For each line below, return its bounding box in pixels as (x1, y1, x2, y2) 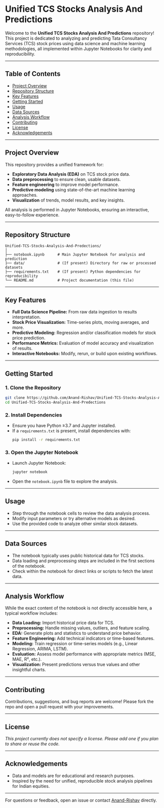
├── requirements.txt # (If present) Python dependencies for (5, 269, 141, 274)
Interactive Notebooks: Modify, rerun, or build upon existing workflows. (12, 351, 158, 357)
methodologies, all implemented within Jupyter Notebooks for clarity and (5, 46, 152, 52)
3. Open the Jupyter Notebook (5, 449, 79, 456)
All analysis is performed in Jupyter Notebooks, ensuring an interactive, (5, 207, 149, 212)
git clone (5, 395, 25, 400)
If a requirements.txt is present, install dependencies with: (12, 428, 131, 434)
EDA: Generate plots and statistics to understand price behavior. (12, 630, 142, 636)
